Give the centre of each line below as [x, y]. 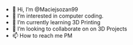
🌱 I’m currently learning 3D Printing [56, 22]
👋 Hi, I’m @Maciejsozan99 [45, 9]
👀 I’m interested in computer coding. [58, 16]
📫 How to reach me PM [42, 36]
